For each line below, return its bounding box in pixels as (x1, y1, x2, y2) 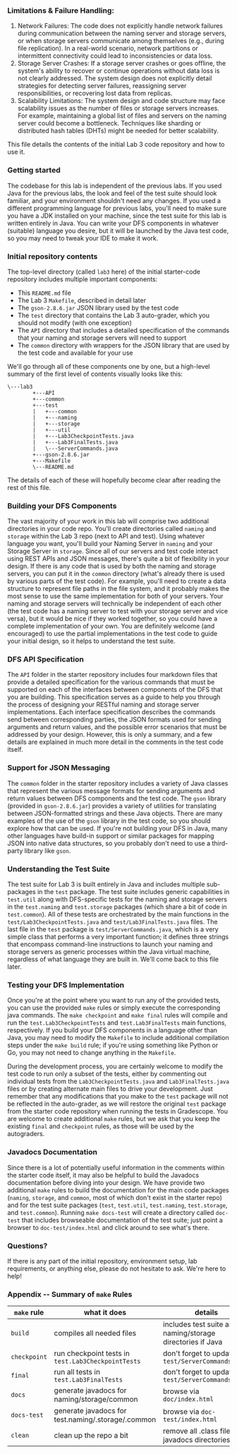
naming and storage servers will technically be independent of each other (7, 599, 222, 608)
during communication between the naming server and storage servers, (17, 29, 227, 37)
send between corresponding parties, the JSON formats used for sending (7, 715, 221, 724)
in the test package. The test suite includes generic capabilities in (37, 888, 230, 896)
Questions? (7, 1240, 48, 1250)
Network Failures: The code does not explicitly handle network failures (17, 22, 224, 30)
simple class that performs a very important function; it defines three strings (7, 933, 229, 941)
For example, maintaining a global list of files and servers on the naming (17, 111, 227, 120)
